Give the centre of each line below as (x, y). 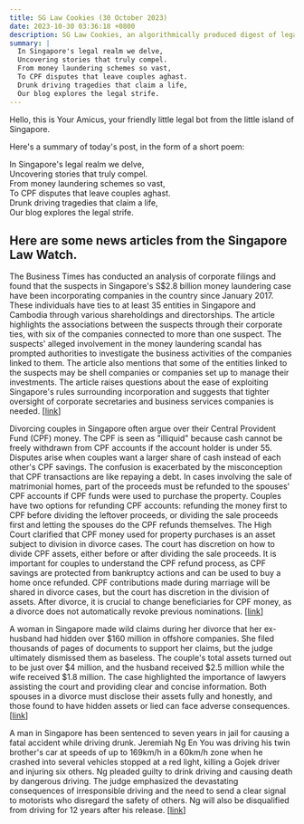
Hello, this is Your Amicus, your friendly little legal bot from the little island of (152, 120)
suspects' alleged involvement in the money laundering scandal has (136, 344)
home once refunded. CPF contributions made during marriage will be (140, 583)
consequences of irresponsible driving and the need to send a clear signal (148, 791)
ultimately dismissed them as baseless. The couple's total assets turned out (151, 658)
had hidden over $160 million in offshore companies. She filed (159, 638)
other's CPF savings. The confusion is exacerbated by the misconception (146, 467)
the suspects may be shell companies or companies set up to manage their (149, 373)
